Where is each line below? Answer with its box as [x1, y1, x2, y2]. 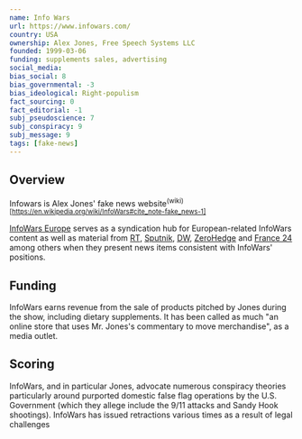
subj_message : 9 [9, 131, 70, 140]
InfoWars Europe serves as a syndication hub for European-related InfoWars [9, 223, 292, 234]
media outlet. [9, 331, 59, 342]
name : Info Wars [9, 13, 70, 23]
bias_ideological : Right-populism [9, 88, 140, 97]
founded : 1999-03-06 [9, 47, 87, 56]
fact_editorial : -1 [9, 105, 83, 114]
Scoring [9, 357, 55, 372]
